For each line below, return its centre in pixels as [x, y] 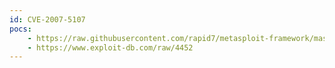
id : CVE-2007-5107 [47, 19]
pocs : [20, 29]
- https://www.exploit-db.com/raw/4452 [110, 47]
